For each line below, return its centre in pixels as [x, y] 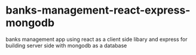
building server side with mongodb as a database [66, 46]
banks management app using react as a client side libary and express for [97, 39]
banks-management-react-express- [98, 10]
